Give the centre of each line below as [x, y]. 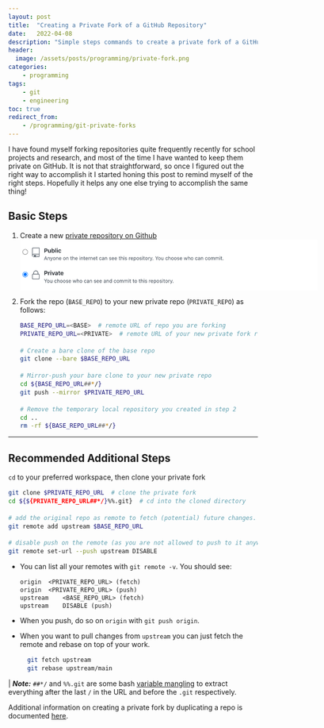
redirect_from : [33, 117]
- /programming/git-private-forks [79, 126]
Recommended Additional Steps [90, 458]
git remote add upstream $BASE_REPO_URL [76, 526]
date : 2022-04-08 [40, 33]
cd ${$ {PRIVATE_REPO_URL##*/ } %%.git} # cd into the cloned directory [127, 501]
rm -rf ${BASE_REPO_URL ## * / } [68, 426]
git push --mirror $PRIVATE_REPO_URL [82, 392]
